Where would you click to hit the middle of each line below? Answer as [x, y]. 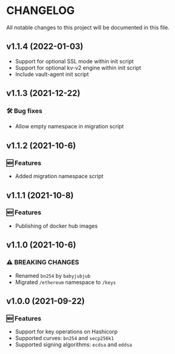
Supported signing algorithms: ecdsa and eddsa [74, 345]
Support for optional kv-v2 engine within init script [78, 68]
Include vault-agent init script [52, 74]
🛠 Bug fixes [24, 111]
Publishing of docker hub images [57, 226]
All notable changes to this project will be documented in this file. [88, 27]
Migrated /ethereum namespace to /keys [66, 282]
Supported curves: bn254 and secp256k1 [64, 338]
